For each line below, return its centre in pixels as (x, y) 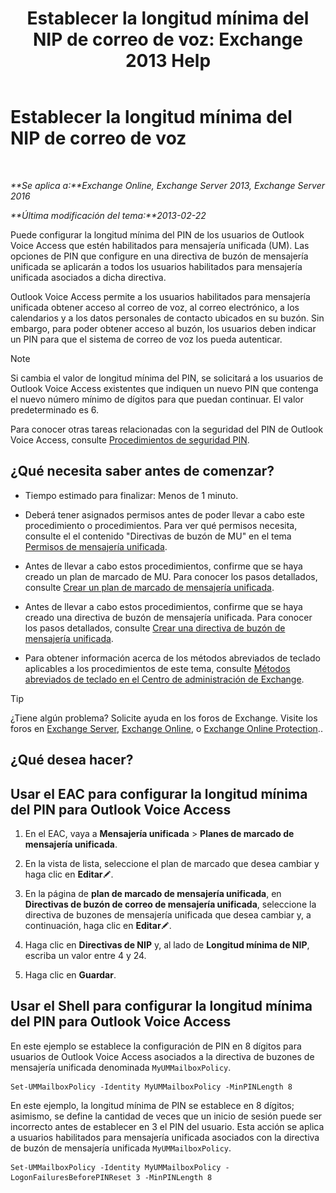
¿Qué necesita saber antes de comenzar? (142, 471)
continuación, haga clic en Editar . (98, 925)
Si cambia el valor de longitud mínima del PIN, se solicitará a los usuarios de (167, 378)
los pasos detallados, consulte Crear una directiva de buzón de (155, 628)
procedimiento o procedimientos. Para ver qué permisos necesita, (161, 525)
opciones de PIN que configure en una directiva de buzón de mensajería (159, 256)
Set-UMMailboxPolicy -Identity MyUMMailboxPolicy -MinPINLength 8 (151, 1087)
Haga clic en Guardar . (70, 974)
